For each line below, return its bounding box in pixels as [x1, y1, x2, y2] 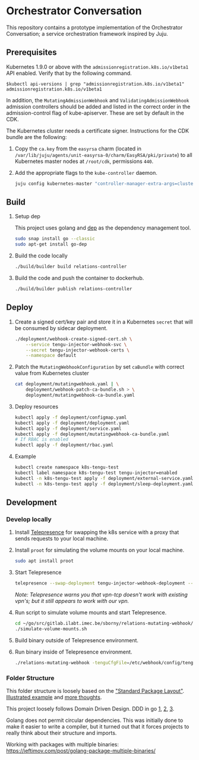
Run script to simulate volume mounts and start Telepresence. [14, 609, 167, 616]
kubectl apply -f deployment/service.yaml [14, 425, 122, 432]
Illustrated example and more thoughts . [6, 693, 102, 701]
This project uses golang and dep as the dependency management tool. [14, 224, 191, 231]
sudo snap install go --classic [14, 236, 95, 242]
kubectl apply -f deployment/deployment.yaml [14, 420, 129, 426]
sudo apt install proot [14, 558, 74, 564]
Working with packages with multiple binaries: [6, 740, 119, 748]
